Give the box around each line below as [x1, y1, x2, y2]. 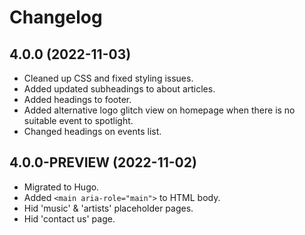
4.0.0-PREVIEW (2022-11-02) [9, 154, 197, 171]
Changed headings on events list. [23, 126, 162, 137]
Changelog [9, 6, 103, 29]
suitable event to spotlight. [23, 115, 134, 126]
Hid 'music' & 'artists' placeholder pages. [23, 202, 194, 214]
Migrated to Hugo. [23, 181, 100, 193]
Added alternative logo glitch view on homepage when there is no [23, 104, 296, 116]
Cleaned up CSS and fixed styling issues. [23, 72, 194, 84]
